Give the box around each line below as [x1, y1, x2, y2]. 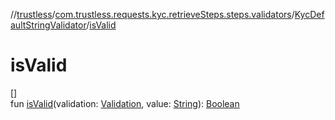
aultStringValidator [10, 19, 87, 31]
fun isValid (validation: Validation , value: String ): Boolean [10, 97, 240, 109]
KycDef [294, 9, 325, 20]
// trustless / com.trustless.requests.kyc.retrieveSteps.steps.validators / [10, 9, 295, 20]
